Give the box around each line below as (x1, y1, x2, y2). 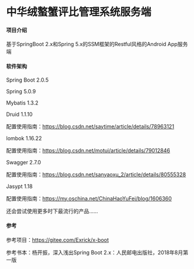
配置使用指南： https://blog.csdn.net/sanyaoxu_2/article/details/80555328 (6, 171, 186, 178)
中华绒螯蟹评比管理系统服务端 (6, 5, 152, 19)
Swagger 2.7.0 (6, 158, 41, 166)
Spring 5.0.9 (6, 87, 36, 95)
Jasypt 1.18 (6, 183, 33, 190)
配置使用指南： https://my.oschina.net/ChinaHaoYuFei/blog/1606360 (6, 195, 172, 202)
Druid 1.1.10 (6, 111, 33, 118)
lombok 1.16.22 (6, 134, 43, 142)
